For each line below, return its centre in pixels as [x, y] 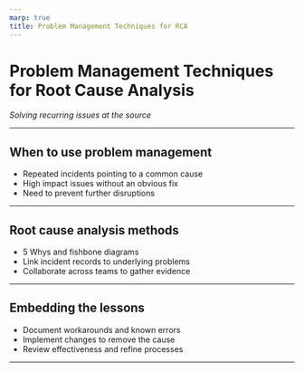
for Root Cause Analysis [102, 90]
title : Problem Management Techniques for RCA [99, 26]
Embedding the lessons [77, 308]
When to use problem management [111, 152]
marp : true [30, 18]
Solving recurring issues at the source [81, 115]
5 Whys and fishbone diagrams [81, 252]
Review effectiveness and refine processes [103, 348]
